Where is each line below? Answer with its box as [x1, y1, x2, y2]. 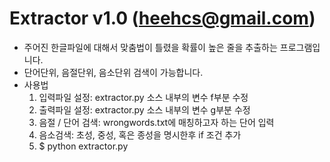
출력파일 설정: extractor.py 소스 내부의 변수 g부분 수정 [38, 103, 251, 116]
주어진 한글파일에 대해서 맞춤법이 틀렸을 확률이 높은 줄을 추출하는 [23, 41, 278, 53]
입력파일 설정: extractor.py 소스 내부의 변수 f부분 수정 [38, 91, 249, 103]
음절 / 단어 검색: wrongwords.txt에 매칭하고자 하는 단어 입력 [38, 116, 275, 128]
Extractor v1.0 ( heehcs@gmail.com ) [9, 7, 316, 30]
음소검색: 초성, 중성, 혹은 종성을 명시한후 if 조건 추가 [38, 128, 242, 141]
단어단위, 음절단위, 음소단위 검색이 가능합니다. [23, 66, 204, 78]
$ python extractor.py [38, 140, 129, 152]
